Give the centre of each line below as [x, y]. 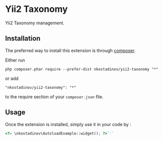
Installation [23, 38]
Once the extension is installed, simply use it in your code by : [68, 124]
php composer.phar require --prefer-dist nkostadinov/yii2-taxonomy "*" [82, 69]
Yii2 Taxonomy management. [35, 23]
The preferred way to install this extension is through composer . [70, 50]
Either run [15, 60]
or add [12, 78]
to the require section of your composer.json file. [54, 97]
